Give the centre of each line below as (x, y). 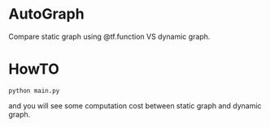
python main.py (34, 91)
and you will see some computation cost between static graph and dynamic (135, 105)
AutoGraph (46, 14)
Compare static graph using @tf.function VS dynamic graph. (109, 36)
